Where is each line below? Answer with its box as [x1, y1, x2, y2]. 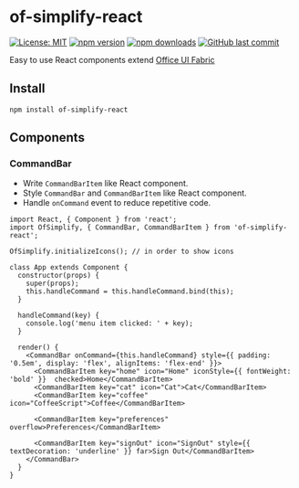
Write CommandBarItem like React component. [22, 178, 189, 189]
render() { [17, 343, 59, 353]
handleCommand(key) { [17, 311, 100, 321]
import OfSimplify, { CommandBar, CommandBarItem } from [9, 223, 231, 232]
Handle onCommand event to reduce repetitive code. [22, 197, 211, 208]
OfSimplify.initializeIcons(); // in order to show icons [9, 247, 234, 257]
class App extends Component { [9, 263, 129, 272]
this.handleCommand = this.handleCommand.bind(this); [26, 287, 234, 296]
